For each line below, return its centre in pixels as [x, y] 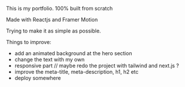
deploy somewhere [38, 78]
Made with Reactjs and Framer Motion [52, 19]
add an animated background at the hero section [73, 53]
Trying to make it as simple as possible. [54, 31]
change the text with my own [49, 59]
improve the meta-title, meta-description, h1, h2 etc [76, 72]
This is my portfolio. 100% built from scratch [59, 8]
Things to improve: [29, 42]
